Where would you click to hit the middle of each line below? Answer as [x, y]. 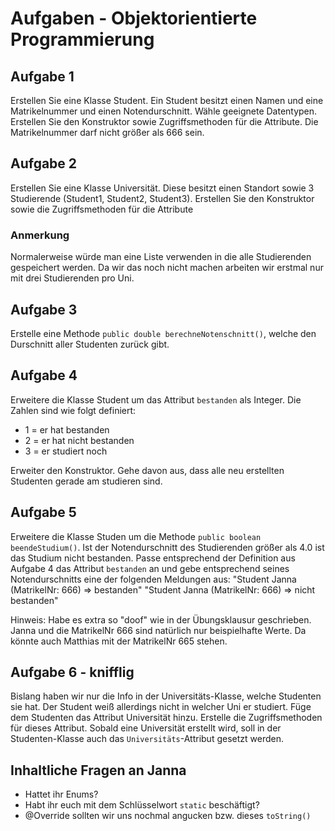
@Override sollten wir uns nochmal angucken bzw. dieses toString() [168, 816]
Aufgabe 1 [42, 76]
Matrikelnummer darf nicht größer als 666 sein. [107, 132]
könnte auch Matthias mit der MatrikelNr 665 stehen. [119, 641]
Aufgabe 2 [44, 163]
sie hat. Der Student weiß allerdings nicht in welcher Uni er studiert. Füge [161, 707]
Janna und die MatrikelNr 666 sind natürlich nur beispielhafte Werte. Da [158, 630]
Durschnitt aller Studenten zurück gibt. [90, 344]
